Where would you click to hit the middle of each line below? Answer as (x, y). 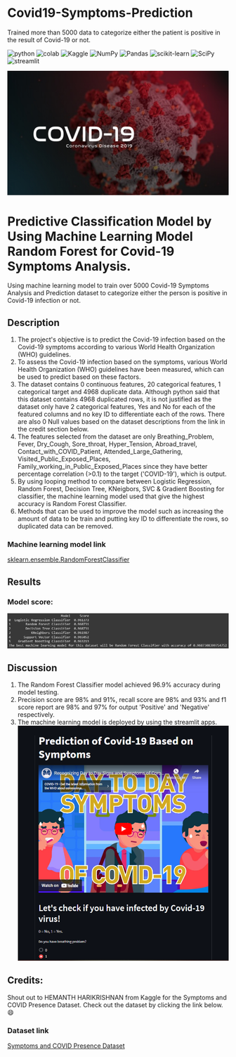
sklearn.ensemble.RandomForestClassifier (68, 559)
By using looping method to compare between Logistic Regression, (114, 481)
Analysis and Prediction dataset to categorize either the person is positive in (117, 293)
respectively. (36, 715)
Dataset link (28, 1030)
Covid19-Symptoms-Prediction (100, 13)
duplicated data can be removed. (65, 526)
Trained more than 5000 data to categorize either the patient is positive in (114, 32)
